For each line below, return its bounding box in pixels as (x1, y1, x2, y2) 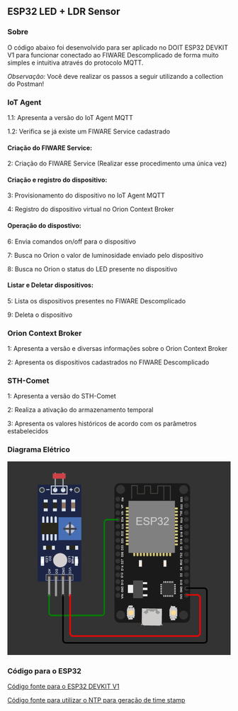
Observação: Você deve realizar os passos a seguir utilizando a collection (7, 72, 224, 80)
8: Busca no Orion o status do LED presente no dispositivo (7, 264, 178, 273)
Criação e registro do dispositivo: (7, 175, 108, 184)
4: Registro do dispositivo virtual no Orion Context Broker (7, 205, 174, 214)
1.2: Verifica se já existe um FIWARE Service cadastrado (7, 127, 171, 136)
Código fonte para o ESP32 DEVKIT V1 (7, 682, 120, 690)
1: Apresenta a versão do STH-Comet (7, 392, 117, 401)
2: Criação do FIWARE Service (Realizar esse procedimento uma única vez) (7, 159, 227, 168)
